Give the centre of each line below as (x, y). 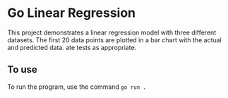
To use (22, 69)
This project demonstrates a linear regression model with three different (112, 32)
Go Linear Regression (72, 13)
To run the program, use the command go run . (77, 87)
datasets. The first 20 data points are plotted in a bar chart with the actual (114, 39)
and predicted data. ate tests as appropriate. (72, 47)
